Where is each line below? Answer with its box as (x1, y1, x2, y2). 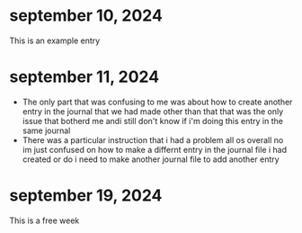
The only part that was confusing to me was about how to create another (22, 96, 293, 107)
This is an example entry (9, 35, 101, 46)
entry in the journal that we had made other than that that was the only (22, 105, 284, 117)
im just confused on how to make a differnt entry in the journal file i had (22, 144, 288, 155)
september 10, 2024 (9, 5, 164, 26)
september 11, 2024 (9, 67, 160, 87)
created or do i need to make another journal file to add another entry (22, 154, 280, 165)
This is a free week (9, 215, 80, 226)
